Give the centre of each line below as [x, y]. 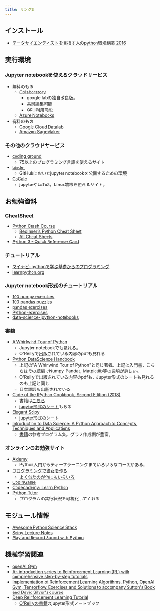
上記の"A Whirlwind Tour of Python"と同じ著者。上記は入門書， [83, 365]
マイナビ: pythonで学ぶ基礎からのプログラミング [61, 267]
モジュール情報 [27, 515]
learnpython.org [28, 272]
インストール [24, 30]
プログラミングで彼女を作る [40, 471]
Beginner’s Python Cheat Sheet [50, 231]
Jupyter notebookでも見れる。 [50, 348]
